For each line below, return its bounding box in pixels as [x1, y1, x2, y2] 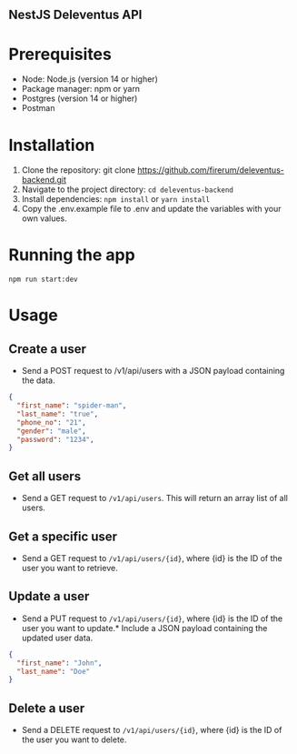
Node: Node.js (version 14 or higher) [21, 74, 158, 85]
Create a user [8, 341, 87, 357]
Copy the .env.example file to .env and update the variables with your [21, 204, 282, 215]
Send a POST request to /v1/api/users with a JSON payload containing [21, 366, 285, 377]
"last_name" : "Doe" [16, 667, 91, 676]
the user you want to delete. [21, 734, 127, 745]
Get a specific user [8, 528, 118, 544]
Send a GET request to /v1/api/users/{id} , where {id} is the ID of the [21, 552, 282, 563]
